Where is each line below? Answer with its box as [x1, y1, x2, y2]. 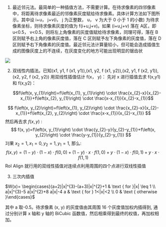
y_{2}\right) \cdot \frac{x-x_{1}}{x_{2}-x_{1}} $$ [54, 110, 151, 116]
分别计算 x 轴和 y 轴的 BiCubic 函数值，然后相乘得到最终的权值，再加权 [9, 210, 155, 216]
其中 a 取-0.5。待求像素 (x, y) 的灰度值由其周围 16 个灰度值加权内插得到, [5, 204, 153, 210]
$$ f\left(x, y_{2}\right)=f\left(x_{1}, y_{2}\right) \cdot [7, 105, 115, 111]
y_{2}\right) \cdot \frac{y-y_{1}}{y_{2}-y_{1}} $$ [35, 132, 131, 138]
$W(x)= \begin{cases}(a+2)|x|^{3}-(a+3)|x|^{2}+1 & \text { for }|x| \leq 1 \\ [5, 183, 156, 189]
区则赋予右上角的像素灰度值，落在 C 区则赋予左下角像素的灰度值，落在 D [12, 35, 162, 41]
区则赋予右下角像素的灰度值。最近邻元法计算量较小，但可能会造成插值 [12, 42, 156, 47]
